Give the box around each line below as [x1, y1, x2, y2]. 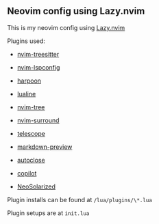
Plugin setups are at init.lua [7, 208, 90, 217]
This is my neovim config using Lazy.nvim [7, 23, 125, 31]
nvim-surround [16, 116, 60, 124]
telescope [16, 129, 46, 137]
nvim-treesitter [16, 50, 60, 58]
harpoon [16, 76, 42, 85]
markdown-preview [16, 143, 73, 151]
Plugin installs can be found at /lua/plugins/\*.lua [7, 195, 152, 204]
